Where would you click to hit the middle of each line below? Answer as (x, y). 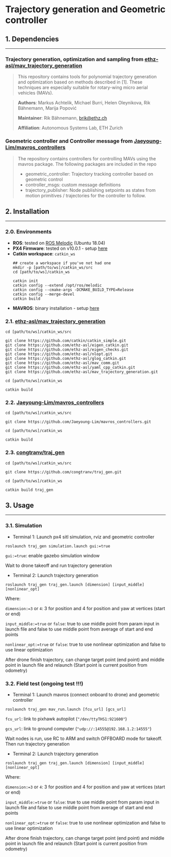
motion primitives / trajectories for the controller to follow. (85, 195)
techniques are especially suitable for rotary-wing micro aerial (83, 88)
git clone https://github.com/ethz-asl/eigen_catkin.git (67, 345)
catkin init (25, 281)
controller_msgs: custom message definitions (73, 185)
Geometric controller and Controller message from (69, 141)
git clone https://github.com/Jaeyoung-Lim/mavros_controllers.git (78, 422)
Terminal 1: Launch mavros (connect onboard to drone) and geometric (86, 695)
